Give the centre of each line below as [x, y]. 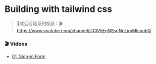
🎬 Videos [16, 44]
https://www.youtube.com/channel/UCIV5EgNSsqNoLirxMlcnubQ [84, 30]
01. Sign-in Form [28, 57]
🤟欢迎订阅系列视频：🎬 [40, 23]
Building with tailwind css [58, 9]
